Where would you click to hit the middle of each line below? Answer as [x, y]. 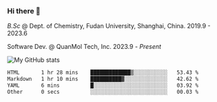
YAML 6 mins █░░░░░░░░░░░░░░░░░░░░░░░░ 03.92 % [103, 85]
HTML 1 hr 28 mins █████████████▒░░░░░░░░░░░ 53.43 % [103, 73]
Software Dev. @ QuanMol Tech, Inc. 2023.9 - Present [84, 47]
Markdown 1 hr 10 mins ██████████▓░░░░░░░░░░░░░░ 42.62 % [103, 79]
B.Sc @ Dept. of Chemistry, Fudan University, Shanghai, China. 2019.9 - [109, 26]
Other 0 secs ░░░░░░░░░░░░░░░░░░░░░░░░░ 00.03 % [103, 92]
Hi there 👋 [24, 11]
